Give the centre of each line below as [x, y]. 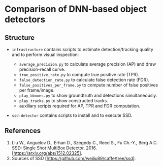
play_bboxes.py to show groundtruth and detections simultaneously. [88, 95]
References [23, 131]
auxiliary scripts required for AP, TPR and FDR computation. [80, 106]
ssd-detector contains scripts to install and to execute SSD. [72, 115]
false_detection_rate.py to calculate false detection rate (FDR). [84, 80]
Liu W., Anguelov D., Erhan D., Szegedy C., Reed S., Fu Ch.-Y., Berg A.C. [85, 142]
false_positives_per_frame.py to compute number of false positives [88, 85]
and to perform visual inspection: [45, 55]
